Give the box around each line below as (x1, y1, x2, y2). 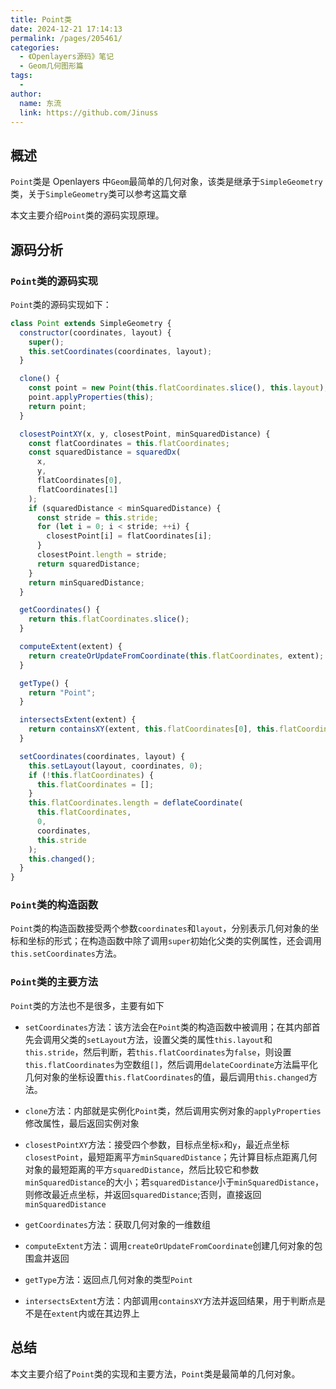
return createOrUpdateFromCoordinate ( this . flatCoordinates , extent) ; (28, 651, 325, 661)
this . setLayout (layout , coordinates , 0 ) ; (28, 761, 203, 771)
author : (10, 89, 43, 99)
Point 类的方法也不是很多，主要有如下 (10, 999, 165, 1011)
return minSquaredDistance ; (28, 577, 145, 588)
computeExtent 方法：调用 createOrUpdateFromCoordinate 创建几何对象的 (24, 1239, 315, 1251)
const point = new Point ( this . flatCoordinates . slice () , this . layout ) (28, 383, 325, 393)
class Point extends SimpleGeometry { (10, 318, 172, 328)
